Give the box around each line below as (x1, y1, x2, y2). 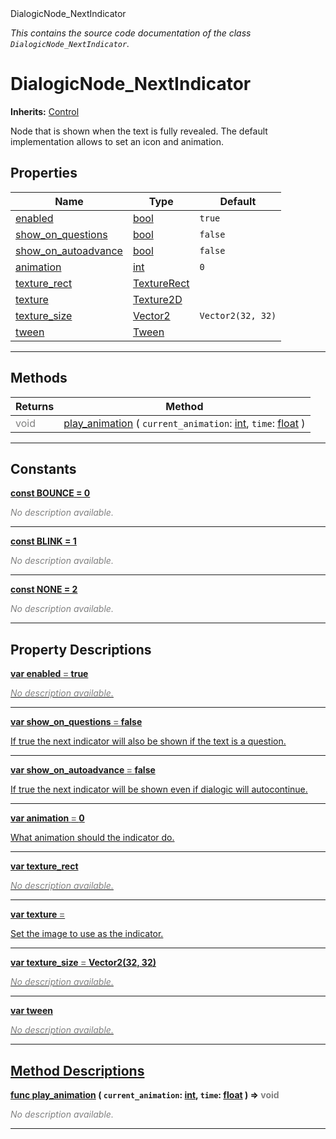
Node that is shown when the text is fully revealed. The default (10, 125, 268, 137)
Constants (10, 460, 77, 477)
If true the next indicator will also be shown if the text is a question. (10, 735, 287, 747)
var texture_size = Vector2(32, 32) (10, 957, 157, 969)
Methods (10, 370, 68, 387)
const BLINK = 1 (10, 535, 77, 547)
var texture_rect (10, 860, 79, 872)
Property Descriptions (10, 641, 152, 658)
